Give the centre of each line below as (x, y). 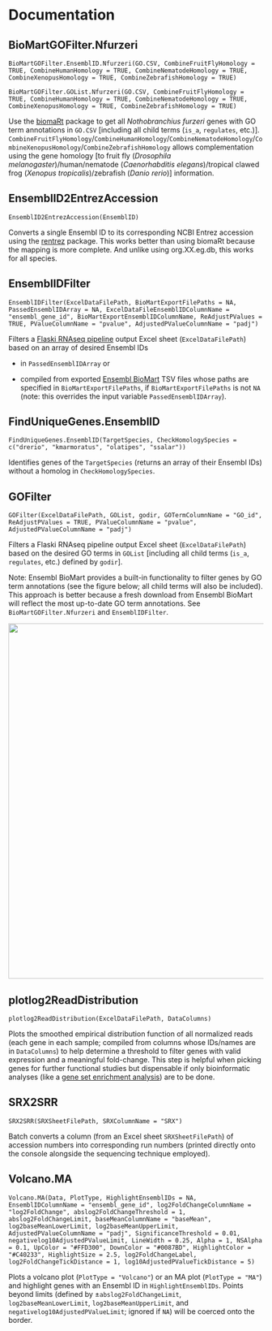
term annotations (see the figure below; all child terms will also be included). (136, 586)
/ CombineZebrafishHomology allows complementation (167, 147)
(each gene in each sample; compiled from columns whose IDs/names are (132, 1043)
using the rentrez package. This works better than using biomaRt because (132, 240)
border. (21, 1320)
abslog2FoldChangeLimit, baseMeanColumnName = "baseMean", (110, 1219)
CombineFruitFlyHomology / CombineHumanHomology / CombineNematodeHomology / (132, 138)
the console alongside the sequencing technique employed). (109, 1153)
